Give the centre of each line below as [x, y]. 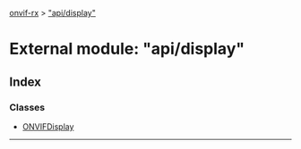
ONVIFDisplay [48, 126]
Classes [27, 107]
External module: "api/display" [127, 49]
